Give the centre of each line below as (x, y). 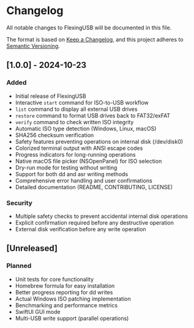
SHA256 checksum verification (54, 135)
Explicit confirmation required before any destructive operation (95, 222)
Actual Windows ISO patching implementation (73, 299)
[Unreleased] (32, 248)
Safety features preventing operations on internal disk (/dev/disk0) (99, 141)
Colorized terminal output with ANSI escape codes (79, 148)
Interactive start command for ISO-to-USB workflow (82, 102)
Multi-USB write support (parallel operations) (72, 318)
